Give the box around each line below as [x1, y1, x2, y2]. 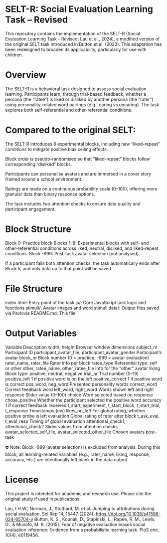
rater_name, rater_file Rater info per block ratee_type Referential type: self [5, 360, 157, 366]
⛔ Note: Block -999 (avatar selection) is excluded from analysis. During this [5, 444, 161, 450]
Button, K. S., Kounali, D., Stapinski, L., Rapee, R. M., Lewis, [34, 516, 156, 522]
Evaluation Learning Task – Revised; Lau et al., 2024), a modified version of [5, 36, 160, 42]
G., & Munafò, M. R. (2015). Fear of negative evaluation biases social [5, 521, 146, 527]
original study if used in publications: [5, 496, 81, 502]
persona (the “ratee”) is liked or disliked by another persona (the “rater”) [5, 96, 154, 102]
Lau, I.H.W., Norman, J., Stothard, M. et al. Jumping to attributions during [5, 505, 155, 512]
